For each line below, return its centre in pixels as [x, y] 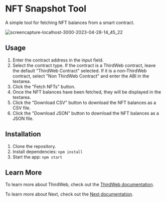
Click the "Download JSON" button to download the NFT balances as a [86, 113]
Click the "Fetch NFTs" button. [44, 86]
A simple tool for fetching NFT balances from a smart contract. [70, 22]
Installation [23, 134]
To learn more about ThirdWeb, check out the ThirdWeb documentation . [80, 184]
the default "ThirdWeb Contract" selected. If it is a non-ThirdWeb [79, 70]
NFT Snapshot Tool [46, 9]
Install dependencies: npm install [47, 151]
